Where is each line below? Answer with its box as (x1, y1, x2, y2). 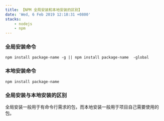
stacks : (5, 16, 22, 21)
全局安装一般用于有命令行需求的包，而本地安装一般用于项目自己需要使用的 (5, 104, 159, 110)
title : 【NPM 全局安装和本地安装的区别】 (5, 7, 83, 12)
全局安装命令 (5, 43, 37, 50)
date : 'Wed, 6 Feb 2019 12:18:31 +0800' (5, 12, 91, 17)
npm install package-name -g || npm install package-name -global (5, 55, 149, 60)
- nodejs (14, 21, 33, 26)
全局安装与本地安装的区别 (5, 91, 67, 98)
